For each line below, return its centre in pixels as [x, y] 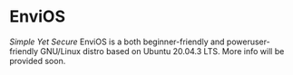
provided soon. [38, 61]
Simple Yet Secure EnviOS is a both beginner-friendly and [117, 42]
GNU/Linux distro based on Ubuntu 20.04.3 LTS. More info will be [162, 51]
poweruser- [248, 42]
